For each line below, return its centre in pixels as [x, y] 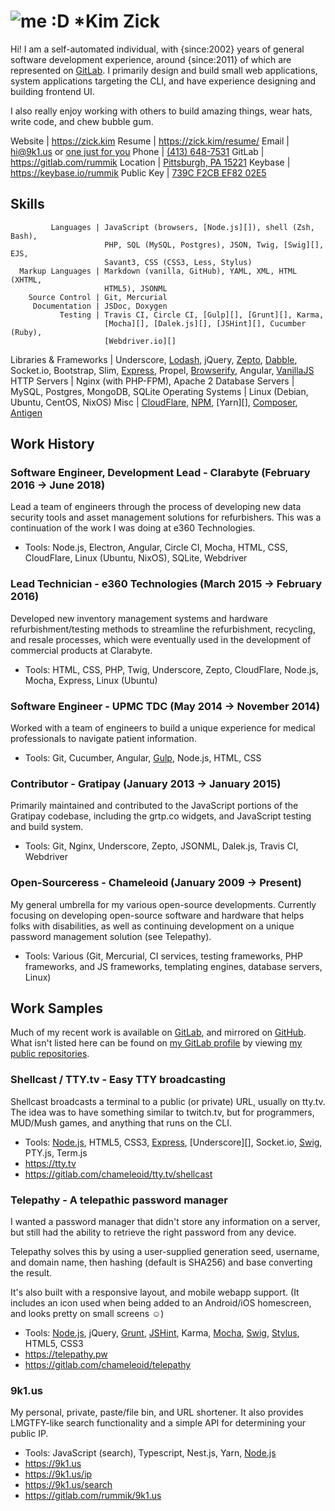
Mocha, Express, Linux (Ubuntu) [91, 680]
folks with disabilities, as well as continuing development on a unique [152, 926]
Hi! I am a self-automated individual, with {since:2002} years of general [157, 49]
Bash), [24, 236]
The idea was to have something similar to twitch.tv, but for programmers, [162, 1112]
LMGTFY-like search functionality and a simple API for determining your [158, 1423]
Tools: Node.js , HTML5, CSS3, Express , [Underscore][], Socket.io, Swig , [173, 1142]
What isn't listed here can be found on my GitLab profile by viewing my [156, 1043]
